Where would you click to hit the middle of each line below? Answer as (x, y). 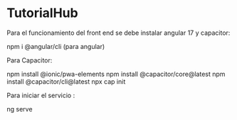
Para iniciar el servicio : (41, 95)
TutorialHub (43, 13)
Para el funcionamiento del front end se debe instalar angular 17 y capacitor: (118, 33)
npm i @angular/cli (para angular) (56, 46)
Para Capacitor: (30, 60)
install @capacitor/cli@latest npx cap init (66, 81)
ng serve (20, 109)
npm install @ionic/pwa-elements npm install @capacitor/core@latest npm (116, 74)
